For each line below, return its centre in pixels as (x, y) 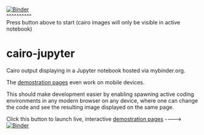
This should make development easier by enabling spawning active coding (100, 94)
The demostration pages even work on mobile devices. (75, 82)
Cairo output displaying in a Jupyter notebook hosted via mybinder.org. (96, 70)
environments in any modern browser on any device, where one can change (102, 100)
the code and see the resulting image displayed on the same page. (90, 107)
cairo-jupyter (41, 53)
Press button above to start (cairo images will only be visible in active (93, 22)
